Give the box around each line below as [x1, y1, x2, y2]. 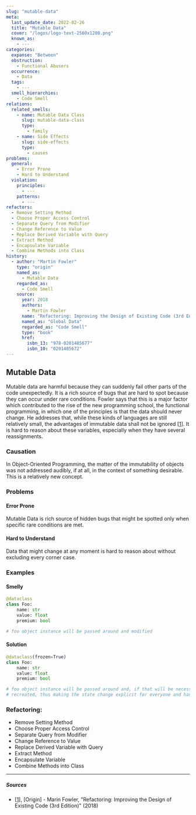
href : [21, 335, 35, 341]
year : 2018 [21, 297, 48, 303]
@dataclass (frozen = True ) [6, 654, 66, 660]
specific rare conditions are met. [6, 521, 84, 528]
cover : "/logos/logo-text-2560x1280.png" [11, 30, 114, 36]
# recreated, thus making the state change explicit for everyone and [6, 692, 181, 698]
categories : [6, 47, 35, 53]
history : [6, 253, 27, 259]
